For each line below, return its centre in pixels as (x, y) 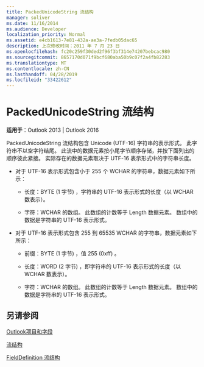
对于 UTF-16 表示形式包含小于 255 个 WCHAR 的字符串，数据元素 (97, 171)
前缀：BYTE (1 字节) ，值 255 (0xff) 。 (72, 254)
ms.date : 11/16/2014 (33, 23)
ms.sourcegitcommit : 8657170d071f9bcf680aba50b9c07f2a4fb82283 (88, 57)
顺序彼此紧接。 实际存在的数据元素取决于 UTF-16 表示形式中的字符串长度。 (100, 159)
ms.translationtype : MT (37, 63)
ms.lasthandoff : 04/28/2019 (42, 74)
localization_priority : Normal (46, 35)
